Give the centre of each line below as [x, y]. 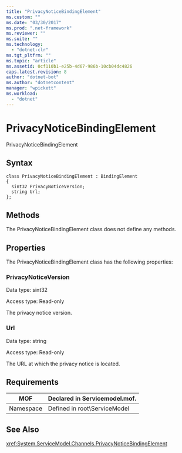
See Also [23, 429]
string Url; [26, 192]
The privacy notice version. [39, 313]
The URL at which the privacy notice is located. [63, 364]
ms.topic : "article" [31, 61]
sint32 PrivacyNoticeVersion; [48, 187]
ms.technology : [25, 45]
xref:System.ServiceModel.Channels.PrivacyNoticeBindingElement [87, 444]
